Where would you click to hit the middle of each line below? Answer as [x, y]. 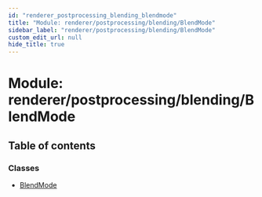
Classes [24, 168]
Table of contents [52, 146]
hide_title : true [36, 45]
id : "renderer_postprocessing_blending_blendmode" [93, 15]
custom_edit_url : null [45, 37]
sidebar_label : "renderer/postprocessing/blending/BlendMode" [112, 30]
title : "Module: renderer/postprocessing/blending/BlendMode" [112, 23]
